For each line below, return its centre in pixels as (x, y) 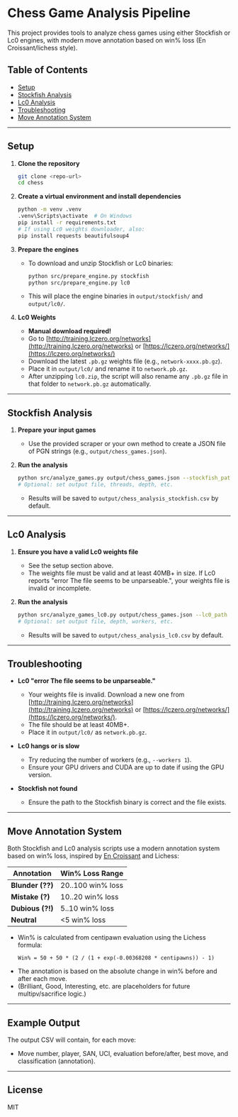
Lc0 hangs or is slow (49, 746)
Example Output (44, 1023)
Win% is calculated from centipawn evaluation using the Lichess (112, 938)
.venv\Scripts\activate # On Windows (75, 216)
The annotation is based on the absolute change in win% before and (117, 971)
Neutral (24, 920)
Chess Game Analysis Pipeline (99, 13)
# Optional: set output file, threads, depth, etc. (95, 485)
